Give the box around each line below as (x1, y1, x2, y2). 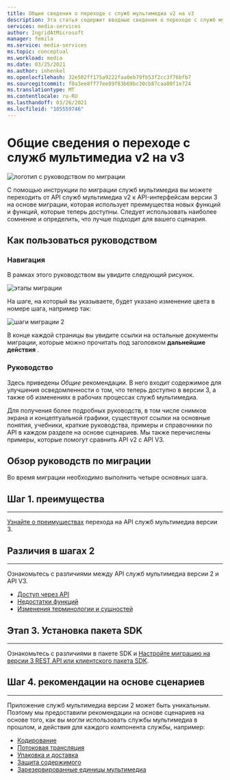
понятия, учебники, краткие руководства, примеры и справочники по (7, 421, 213, 429)
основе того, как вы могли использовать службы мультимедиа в (7, 716, 198, 724)
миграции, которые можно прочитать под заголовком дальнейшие (7, 339, 206, 347)
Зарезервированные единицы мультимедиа (16, 765, 146, 773)
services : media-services (7, 23, 81, 29)
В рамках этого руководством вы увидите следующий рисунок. (7, 271, 195, 279)
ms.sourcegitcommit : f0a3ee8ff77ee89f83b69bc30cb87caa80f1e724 (7, 80, 192, 87)
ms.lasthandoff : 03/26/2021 (7, 99, 88, 106)
